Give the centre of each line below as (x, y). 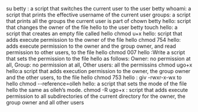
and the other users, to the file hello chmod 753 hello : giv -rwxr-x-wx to (94, 77)
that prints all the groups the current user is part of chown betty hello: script (98, 21)
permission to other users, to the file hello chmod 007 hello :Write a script (95, 52)
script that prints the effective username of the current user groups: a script (98, 15)
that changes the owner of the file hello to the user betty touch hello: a (92, 27)
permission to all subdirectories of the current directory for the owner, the (96, 96)
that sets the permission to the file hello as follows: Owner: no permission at (98, 59)
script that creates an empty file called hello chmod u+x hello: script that (94, 34)
